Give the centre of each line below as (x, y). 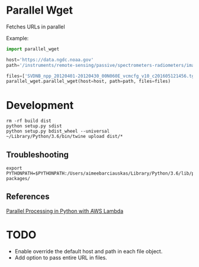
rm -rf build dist (29, 121)
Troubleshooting (38, 155)
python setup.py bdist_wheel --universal (58, 131)
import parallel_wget (33, 49)
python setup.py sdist (34, 126)
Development (40, 105)
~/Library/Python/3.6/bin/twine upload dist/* (65, 137)
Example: (17, 38)
